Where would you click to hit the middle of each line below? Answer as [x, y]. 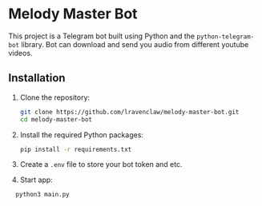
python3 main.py [42, 195]
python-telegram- [225, 37]
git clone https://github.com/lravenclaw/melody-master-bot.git [129, 112]
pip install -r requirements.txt [76, 149]
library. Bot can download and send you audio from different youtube [135, 44]
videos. [20, 53]
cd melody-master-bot [56, 119]
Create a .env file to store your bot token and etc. [101, 164]
